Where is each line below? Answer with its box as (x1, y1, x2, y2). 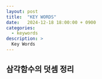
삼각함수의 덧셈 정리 (6, 64, 74, 74)
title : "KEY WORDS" (6, 14, 57, 20)
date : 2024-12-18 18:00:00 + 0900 (6, 19, 96, 25)
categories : (6, 25, 35, 31)
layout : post (6, 8, 38, 15)
